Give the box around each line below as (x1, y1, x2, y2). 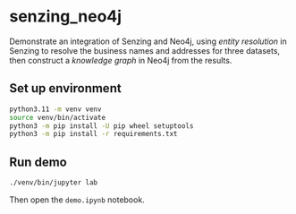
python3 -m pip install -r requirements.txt (9, 130, 178, 139)
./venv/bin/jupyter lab (9, 178, 98, 187)
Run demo (9, 154, 67, 169)
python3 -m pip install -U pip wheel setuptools (9, 121, 194, 131)
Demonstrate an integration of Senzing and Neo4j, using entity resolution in (9, 36, 288, 47)
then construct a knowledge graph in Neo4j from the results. (9, 55, 233, 65)
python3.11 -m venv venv (9, 105, 102, 114)
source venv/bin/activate (9, 113, 106, 122)
